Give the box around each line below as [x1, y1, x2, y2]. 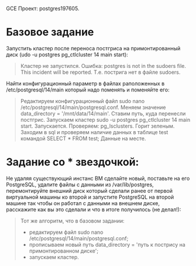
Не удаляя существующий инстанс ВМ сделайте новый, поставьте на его [6, 175, 190, 182]
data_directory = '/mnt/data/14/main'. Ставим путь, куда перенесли [20, 110, 186, 117]
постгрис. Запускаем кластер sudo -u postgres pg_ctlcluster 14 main [20, 116, 191, 123]
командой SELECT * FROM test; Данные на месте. [20, 135, 146, 142]
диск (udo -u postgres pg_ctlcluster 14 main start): [6, 51, 129, 58]
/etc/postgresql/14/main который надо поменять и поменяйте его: [6, 86, 170, 93]
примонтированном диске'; [29, 247, 98, 254]
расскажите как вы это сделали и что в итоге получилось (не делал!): [6, 206, 181, 213]
